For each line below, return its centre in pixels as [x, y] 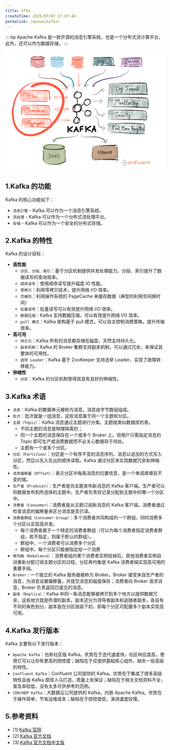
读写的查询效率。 [43, 277]
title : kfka [18, 11]
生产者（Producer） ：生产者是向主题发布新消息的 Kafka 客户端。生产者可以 [89, 486]
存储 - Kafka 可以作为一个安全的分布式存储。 [59, 223]
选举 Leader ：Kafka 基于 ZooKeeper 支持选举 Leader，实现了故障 [88, 360]
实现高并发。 [44, 524]
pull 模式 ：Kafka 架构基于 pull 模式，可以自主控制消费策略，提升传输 [92, 322]
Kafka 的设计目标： [25, 254]
